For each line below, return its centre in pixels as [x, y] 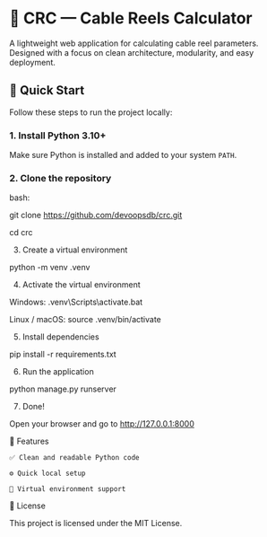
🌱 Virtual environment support [68, 489]
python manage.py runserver [63, 389]
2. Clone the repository [60, 178]
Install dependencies [61, 337]
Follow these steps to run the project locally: [91, 112]
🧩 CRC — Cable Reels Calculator [131, 18]
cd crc [21, 233]
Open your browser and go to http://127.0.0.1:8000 [102, 424]
